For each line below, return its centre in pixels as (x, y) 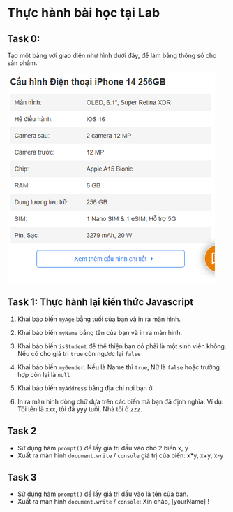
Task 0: (24, 39)
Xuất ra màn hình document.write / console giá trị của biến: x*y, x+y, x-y (120, 455)
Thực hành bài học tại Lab (84, 13)
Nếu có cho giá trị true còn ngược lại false (79, 353)
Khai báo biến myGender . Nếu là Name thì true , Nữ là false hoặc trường (118, 367)
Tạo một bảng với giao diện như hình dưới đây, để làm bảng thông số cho (112, 55)
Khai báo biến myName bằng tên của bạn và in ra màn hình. (100, 332)
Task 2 (22, 431)
